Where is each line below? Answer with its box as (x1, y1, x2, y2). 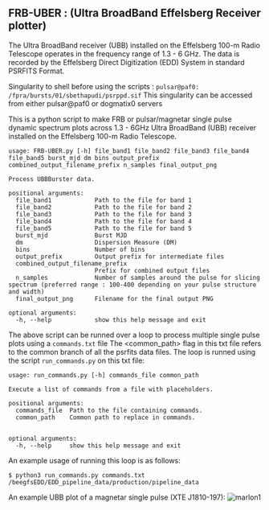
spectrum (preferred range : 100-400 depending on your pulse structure (8, 281, 257, 289)
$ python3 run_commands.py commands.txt (8, 471, 146, 479)
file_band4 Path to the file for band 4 (15, 217, 193, 225)
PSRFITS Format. (8, 66, 65, 76)
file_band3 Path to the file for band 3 (15, 210, 193, 218)
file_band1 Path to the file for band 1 (15, 196, 193, 204)
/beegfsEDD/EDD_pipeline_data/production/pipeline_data (8, 478, 199, 486)
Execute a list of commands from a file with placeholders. (8, 385, 214, 393)
